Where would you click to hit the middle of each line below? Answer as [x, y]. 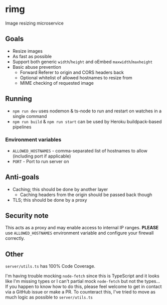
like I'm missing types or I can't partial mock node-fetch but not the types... [83, 281]
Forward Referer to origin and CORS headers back [72, 72]
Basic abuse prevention [37, 67]
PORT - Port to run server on [41, 161]
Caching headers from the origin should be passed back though [86, 195]
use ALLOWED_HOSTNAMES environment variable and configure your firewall [79, 233]
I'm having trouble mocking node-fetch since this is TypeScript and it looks [82, 276]
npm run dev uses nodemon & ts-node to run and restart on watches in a [87, 111]
